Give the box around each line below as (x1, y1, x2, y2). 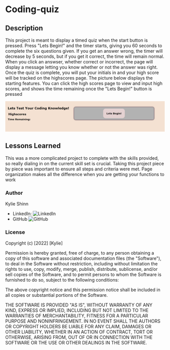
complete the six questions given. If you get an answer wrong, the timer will (5, 48, 163, 54)
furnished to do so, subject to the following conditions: (5, 277, 119, 283)
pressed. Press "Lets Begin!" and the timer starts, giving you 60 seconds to (5, 43, 162, 49)
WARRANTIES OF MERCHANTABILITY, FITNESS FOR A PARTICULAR (5, 313, 148, 319)
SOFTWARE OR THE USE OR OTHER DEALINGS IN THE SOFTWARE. (5, 340, 147, 346)
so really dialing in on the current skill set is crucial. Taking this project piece (5, 160, 164, 166)
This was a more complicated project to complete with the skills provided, (5, 155, 159, 161)
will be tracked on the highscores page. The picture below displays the (5, 75, 153, 81)
